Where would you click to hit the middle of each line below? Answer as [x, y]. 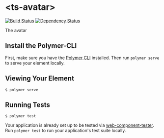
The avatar [16, 30]
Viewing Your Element [40, 79]
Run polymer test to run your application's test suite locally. [66, 131]
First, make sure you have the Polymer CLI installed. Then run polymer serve [82, 58]
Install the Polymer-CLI [41, 46]
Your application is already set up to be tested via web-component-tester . [80, 125]
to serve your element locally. [35, 63]
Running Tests [27, 105]
